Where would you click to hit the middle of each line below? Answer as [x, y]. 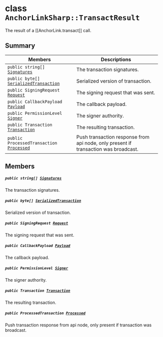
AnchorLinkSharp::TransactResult [73, 18]
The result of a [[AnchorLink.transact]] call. [48, 30]
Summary [20, 46]
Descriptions [116, 59]
